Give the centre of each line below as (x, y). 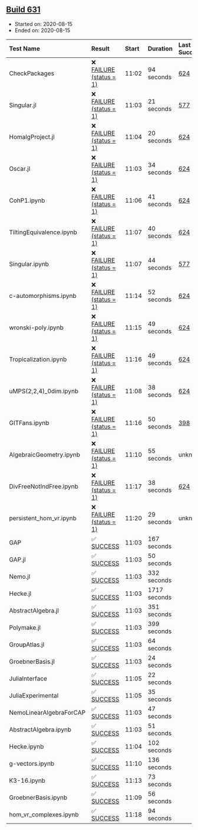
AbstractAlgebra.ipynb (40, 730)
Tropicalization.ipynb (38, 359)
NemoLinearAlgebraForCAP (47, 712)
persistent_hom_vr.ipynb (43, 518)
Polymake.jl (25, 627)
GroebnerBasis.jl (32, 662)
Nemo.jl (20, 576)
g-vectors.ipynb (32, 763)
